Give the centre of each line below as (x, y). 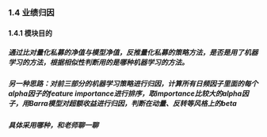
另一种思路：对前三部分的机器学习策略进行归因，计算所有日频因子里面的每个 (133, 84)
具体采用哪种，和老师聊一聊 (53, 125)
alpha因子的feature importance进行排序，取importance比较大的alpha (125, 93)
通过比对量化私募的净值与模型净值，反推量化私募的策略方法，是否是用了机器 (133, 52)
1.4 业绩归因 (31, 12)
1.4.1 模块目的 (31, 32)
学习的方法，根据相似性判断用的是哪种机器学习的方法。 (98, 63)
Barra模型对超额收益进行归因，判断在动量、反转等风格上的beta (133, 104)
